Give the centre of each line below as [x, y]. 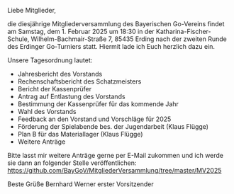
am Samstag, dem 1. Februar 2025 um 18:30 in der [81, 32]
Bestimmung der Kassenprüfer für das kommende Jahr [98, 104]
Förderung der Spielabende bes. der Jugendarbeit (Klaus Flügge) [113, 126]
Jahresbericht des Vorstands [60, 74]
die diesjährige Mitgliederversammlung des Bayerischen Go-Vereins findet [116, 24]
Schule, [18, 39]
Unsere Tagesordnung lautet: [50, 60]
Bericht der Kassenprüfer [55, 89]
